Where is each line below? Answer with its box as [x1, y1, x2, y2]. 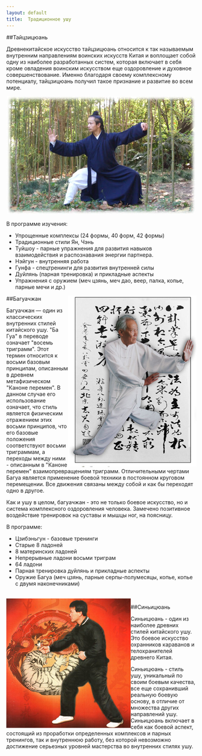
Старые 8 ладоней [14, 541, 63, 548]
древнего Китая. [130, 654, 173, 661]
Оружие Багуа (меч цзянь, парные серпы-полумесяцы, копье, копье [14, 573, 193, 580]
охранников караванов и [130, 640, 195, 648]
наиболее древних [130, 621, 179, 629]
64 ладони [14, 560, 42, 568]
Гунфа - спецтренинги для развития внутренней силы [14, 264, 154, 271]
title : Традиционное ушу [6, 16, 71, 22]
